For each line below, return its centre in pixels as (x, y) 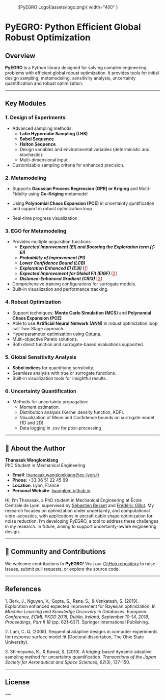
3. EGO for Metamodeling (36, 231)
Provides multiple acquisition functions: (52, 242)
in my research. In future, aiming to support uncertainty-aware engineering (81, 526)
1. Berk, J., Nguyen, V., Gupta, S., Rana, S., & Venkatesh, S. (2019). (72, 601)
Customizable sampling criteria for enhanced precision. (68, 165)
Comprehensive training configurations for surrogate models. (74, 284)
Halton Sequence (38, 144)
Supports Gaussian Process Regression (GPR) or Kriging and (75, 188)
